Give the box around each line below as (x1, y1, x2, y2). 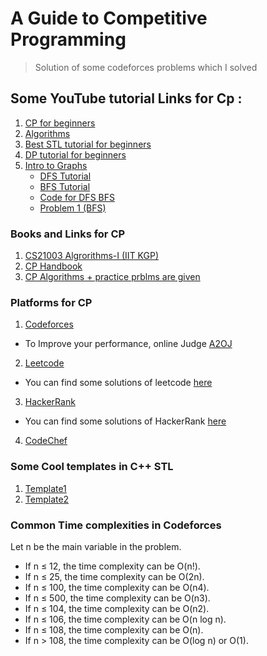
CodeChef (24, 435, 68, 447)
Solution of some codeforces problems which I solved (34, 61, 258, 73)
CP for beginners (24, 117, 96, 129)
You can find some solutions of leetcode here (24, 377, 213, 389)
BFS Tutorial (39, 180, 91, 192)
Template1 (24, 482, 67, 494)
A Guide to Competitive (10, 7, 208, 30)
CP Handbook (24, 260, 83, 272)
